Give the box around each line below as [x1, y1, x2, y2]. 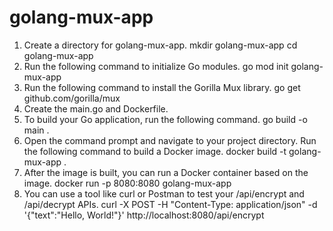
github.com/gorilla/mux [23, 92, 121, 104]
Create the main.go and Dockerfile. [23, 102, 169, 115]
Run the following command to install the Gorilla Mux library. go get [23, 81, 301, 93]
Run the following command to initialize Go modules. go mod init [23, 60, 289, 72]
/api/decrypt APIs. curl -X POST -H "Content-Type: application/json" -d [23, 198, 318, 210]
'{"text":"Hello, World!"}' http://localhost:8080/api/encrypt [23, 209, 265, 221]
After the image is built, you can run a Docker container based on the [23, 166, 309, 178]
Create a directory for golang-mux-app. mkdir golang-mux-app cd [23, 39, 298, 51]
